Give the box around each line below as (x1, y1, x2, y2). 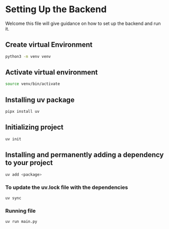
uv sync (5, 195, 22, 201)
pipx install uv (5, 109, 40, 114)
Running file (5, 207, 36, 214)
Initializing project (5, 123, 64, 132)
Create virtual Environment (5, 41, 93, 49)
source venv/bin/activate (5, 81, 60, 87)
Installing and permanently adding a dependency (5, 151, 164, 159)
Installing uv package (5, 95, 75, 104)
